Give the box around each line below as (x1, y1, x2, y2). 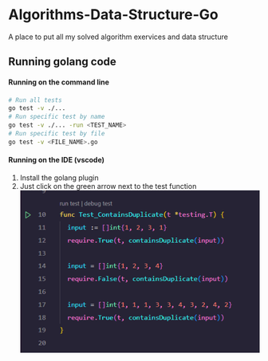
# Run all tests (8, 96, 62, 104)
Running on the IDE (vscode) (8, 155, 105, 165)
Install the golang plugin (19, 173, 99, 182)
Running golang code (8, 55, 117, 69)
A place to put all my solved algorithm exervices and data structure (8, 32, 229, 41)
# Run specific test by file (8, 130, 105, 138)
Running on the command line (8, 77, 110, 87)
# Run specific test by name (8, 113, 105, 121)
